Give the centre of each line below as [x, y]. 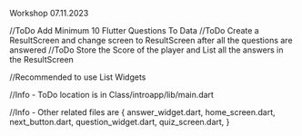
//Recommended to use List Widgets [78, 77]
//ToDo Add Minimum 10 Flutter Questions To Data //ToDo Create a [134, 30]
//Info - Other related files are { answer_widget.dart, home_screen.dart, [142, 112]
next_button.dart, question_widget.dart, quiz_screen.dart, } [120, 122]
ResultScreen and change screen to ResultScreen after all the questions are [151, 40]
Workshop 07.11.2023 [49, 13]
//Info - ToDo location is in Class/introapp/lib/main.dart [111, 95]
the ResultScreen [42, 59]
